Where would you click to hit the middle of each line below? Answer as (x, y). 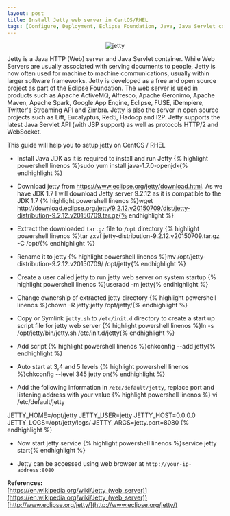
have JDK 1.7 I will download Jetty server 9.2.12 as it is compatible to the (119, 193)
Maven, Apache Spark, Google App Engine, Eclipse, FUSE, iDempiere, (105, 103)
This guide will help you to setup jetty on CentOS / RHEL (86, 145)
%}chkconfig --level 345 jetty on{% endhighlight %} (91, 374)
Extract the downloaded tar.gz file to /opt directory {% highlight (108, 229)
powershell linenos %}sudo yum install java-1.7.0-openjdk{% (102, 166)
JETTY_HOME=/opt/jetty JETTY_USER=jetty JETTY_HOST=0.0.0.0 (102, 415)
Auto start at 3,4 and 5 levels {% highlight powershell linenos (103, 367)
